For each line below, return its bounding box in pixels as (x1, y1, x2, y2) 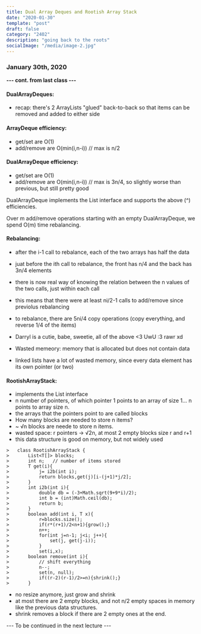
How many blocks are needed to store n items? (15, 417, 134, 424)
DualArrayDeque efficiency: (6, 158, 79, 166)
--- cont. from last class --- (6, 77, 77, 84)
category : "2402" (6, 32, 50, 38)
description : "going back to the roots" (6, 37, 111, 43)
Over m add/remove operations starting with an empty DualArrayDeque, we (6, 214, 196, 222)
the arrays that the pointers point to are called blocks (15, 410, 148, 417)
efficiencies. (6, 203, 38, 210)
